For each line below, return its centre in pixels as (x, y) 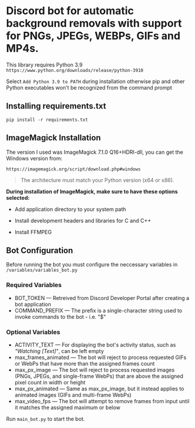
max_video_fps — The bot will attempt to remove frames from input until (102, 401)
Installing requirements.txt (56, 106)
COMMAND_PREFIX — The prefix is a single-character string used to (98, 310)
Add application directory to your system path (70, 209)
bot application (33, 304)
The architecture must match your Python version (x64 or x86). (97, 180)
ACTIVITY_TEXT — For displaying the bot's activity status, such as (95, 345)
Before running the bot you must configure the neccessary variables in (92, 265)
